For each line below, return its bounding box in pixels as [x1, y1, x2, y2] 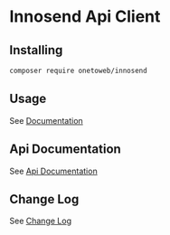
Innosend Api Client [9, 6, 161, 27]
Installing [9, 42, 63, 58]
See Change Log [9, 215, 72, 227]
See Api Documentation [9, 165, 98, 176]
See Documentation [9, 115, 83, 126]
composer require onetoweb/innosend [9, 66, 147, 75]
